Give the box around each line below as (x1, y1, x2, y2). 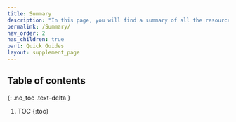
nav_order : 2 (7, 29, 46, 37)
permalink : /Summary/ (7, 23, 71, 30)
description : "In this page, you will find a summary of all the (7, 17, 202, 24)
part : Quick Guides (7, 43, 65, 49)
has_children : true (7, 36, 65, 43)
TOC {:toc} (17, 107, 49, 115)
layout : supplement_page (7, 49, 80, 56)
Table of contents (7, 75, 86, 87)
